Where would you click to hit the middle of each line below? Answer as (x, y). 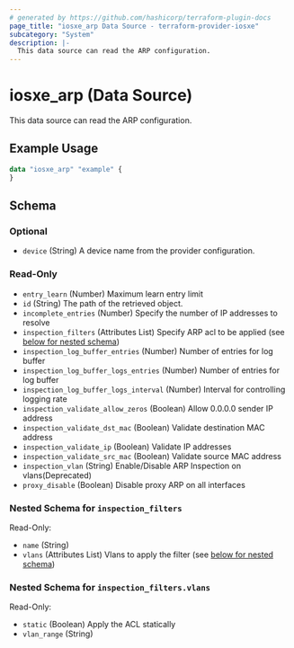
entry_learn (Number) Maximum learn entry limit (113, 294)
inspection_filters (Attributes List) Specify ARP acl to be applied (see (153, 332)
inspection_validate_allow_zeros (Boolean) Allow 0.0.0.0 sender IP (148, 408)
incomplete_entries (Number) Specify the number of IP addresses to (150, 313)
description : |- (40, 43)
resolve (36, 322)
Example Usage (54, 149)
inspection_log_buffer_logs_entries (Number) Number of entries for (151, 370)
